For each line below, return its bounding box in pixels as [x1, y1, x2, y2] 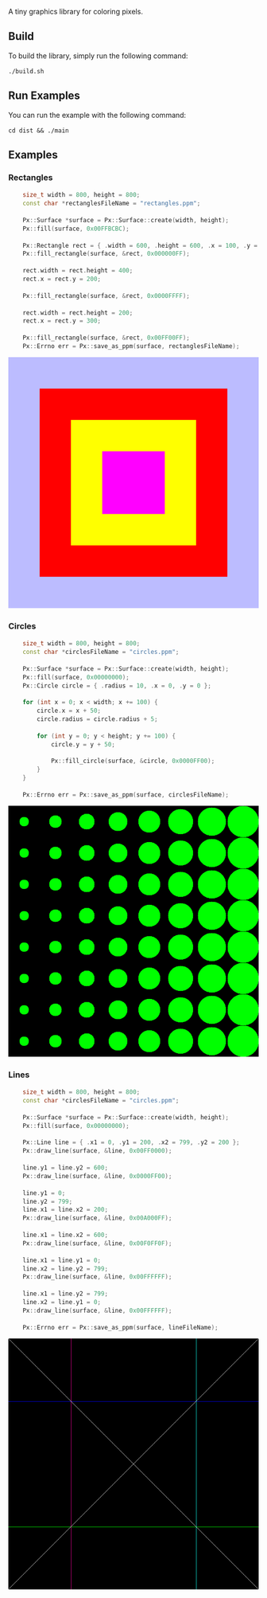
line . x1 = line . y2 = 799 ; [22, 1290, 109, 1298]
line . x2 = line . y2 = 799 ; [22, 1264, 109, 1273]
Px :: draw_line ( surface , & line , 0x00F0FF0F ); [22, 1239, 172, 1247]
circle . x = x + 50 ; [37, 707, 102, 715]
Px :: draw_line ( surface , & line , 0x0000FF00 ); [22, 1172, 172, 1180]
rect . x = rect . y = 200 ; [22, 275, 102, 284]
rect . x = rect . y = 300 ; [22, 317, 102, 325]
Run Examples [8, 89, 81, 103]
